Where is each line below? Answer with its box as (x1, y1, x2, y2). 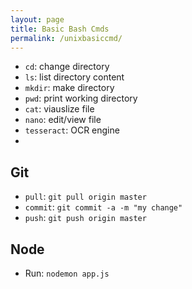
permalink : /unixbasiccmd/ (10, 33, 123, 43)
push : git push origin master (24, 212, 147, 224)
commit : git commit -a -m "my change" (24, 201, 183, 213)
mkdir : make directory (24, 82, 115, 94)
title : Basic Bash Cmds (10, 24, 110, 34)
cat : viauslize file (24, 103, 95, 115)
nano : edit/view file (24, 114, 102, 126)
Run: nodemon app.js (24, 267, 110, 279)
